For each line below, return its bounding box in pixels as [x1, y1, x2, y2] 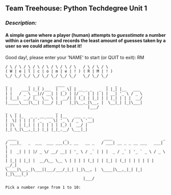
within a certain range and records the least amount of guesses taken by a [5, 37, 166, 43]
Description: [5, 19, 37, 27]
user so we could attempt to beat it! [5, 43, 82, 49]
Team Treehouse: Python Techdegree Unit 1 [5, 4, 148, 13]
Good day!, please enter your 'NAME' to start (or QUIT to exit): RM [5, 54, 144, 60]
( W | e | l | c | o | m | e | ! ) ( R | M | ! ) [5, 68, 113, 74]
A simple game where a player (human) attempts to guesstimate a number [5, 32, 166, 38]
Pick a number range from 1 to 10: [5, 185, 81, 190]
